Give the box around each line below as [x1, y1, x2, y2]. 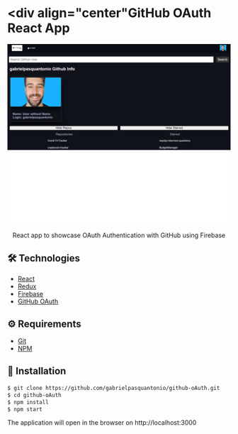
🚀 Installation [7, 364, 67, 377]
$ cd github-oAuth [7, 391, 62, 398]
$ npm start [7, 406, 42, 413]
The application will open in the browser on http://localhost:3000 [7, 418, 197, 427]
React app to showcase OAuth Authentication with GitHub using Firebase [12, 231, 226, 239]
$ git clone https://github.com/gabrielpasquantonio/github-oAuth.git [7, 384, 220, 391]
